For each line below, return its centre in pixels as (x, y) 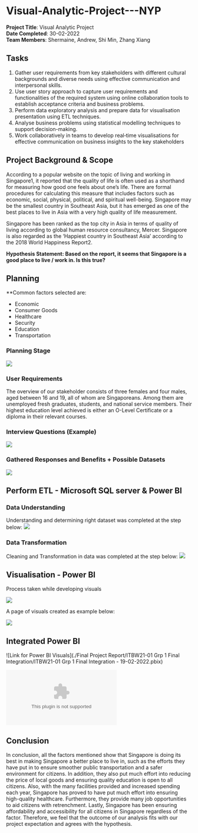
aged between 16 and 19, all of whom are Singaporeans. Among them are (95, 397)
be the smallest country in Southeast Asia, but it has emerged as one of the (98, 205)
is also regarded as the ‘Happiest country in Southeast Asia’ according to (95, 236)
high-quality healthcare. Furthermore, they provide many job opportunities (96, 799)
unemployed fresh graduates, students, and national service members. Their (99, 404)
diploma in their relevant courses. (47, 416)
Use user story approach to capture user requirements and (86, 91)
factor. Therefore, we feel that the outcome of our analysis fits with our (92, 817)
